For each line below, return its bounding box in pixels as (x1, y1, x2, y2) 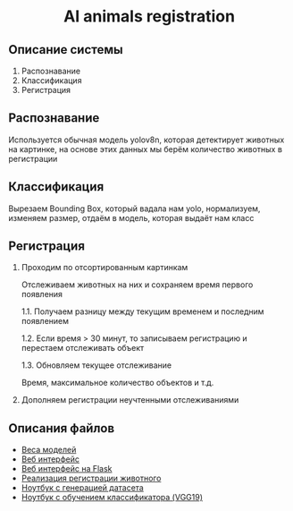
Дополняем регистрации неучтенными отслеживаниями (21, 395, 239, 405)
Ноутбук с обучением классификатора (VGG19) (21, 492, 203, 503)
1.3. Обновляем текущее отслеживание (21, 360, 172, 370)
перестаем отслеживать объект (21, 343, 145, 353)
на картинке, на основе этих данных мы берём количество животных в (8, 143, 283, 154)
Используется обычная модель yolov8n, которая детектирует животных (8, 134, 285, 145)
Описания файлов (8, 421, 115, 436)
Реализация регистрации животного (21, 473, 162, 484)
